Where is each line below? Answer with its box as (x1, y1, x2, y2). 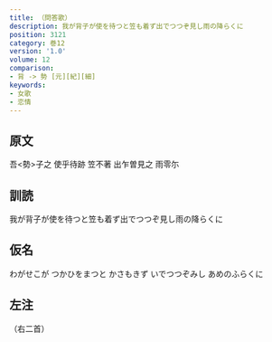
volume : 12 (9, 55, 51, 64)
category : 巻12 (9, 38, 65, 48)
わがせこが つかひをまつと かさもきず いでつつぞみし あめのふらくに (9, 268, 264, 279)
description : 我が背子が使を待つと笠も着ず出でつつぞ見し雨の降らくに (9, 22, 244, 31)
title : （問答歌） (9, 13, 72, 23)
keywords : (9, 81, 47, 90)
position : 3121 (9, 30, 67, 39)
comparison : (9, 64, 54, 73)
